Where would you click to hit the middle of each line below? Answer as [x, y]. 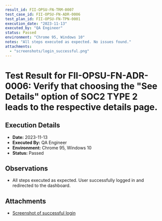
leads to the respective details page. [81, 107]
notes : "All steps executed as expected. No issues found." [68, 42]
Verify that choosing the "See [95, 86]
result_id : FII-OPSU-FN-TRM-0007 [40, 10]
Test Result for [36, 75]
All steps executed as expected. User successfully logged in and [78, 180]
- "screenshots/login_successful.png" [50, 51]
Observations [27, 168]
